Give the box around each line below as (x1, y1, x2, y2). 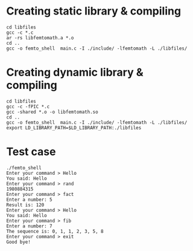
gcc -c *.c (6, 29, 34, 36)
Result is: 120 (6, 201, 45, 208)
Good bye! (6, 239, 31, 245)
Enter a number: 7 (6, 223, 52, 229)
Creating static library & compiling (6, 4, 182, 18)
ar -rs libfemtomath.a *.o (6, 34, 74, 41)
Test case (6, 145, 56, 158)
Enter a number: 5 (6, 197, 52, 203)
